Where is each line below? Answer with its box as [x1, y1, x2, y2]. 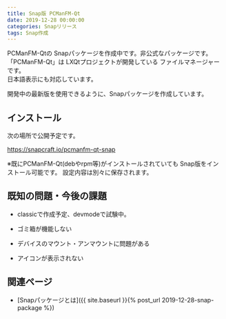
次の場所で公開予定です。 [7, 132, 79, 140]
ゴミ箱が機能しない [17, 224, 72, 233]
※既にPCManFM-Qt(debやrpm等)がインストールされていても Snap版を [7, 159, 207, 168]
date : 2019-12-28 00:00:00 [7, 17, 85, 23]
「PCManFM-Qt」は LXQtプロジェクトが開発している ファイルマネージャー [7, 58, 220, 66]
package [17, 303, 43, 311]
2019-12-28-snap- [161, 296, 214, 304]
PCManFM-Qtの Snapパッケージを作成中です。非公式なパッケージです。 [7, 49, 212, 57]
